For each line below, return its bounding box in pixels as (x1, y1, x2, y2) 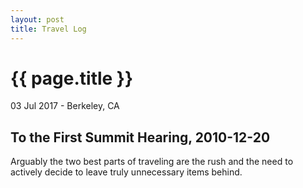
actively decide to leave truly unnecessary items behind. (10, 166, 243, 178)
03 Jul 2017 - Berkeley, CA (10, 100, 120, 112)
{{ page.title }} (10, 67, 134, 90)
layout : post (10, 14, 65, 25)
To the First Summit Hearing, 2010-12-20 (10, 129, 271, 146)
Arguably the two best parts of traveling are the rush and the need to (10, 156, 294, 168)
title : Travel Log (10, 24, 87, 34)
